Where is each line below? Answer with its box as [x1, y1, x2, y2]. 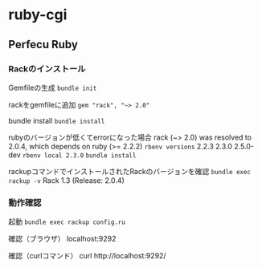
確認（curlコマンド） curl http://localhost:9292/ [8, 251, 166, 261]
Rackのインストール [8, 63, 86, 74]
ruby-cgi [8, 6, 68, 24]
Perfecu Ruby [8, 38, 79, 51]
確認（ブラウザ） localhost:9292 [8, 234, 117, 244]
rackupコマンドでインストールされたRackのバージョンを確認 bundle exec [8, 166, 252, 176]
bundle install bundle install [8, 116, 105, 125]
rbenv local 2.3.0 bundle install [23, 151, 137, 160]
